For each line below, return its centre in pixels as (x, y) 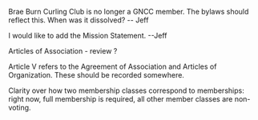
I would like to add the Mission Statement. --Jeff (88, 36)
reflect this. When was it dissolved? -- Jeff (79, 20)
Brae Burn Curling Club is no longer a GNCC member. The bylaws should (129, 12)
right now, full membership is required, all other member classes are (121, 99)
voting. (20, 108)
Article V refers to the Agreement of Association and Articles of (113, 66)
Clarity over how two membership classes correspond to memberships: (126, 90)
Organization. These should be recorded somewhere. (96, 75)
